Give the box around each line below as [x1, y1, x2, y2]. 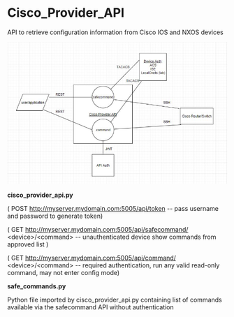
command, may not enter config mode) [7, 268, 120, 277]
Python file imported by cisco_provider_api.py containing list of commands [7, 295, 222, 304]
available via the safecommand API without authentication [7, 302, 175, 311]
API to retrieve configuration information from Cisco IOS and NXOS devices [7, 28, 224, 36]
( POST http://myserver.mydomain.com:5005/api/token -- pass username [7, 204, 219, 212]
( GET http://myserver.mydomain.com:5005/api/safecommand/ [7, 225, 189, 233]
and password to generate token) [7, 212, 103, 220]
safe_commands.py [7, 281, 66, 290]
